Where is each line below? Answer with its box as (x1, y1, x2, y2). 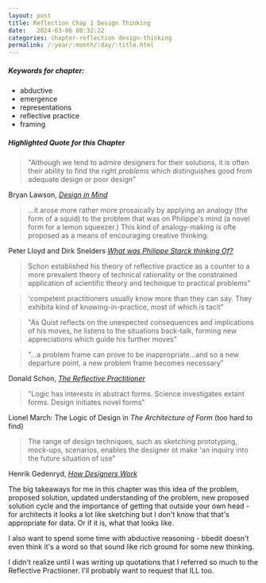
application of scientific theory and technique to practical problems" (27, 279, 252, 288)
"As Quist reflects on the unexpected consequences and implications (27, 318, 254, 327)
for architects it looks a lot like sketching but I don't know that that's (8, 510, 230, 519)
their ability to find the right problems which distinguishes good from (27, 166, 253, 176)
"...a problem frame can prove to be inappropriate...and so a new (27, 350, 240, 360)
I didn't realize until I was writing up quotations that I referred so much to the (8, 558, 259, 567)
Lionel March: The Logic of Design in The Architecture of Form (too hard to (8, 413, 253, 423)
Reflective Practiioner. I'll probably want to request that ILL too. (8, 566, 214, 576)
